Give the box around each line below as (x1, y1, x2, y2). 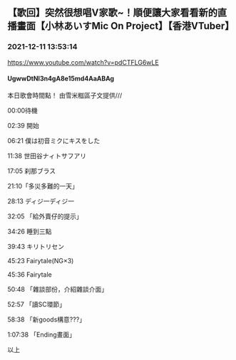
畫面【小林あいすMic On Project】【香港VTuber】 (16, 20, 235, 32)
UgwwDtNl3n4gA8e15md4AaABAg (7, 74, 115, 83)
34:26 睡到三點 (7, 227, 52, 235)
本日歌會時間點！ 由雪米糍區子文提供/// (7, 91, 123, 100)
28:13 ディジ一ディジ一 (7, 196, 75, 205)
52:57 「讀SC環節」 (7, 300, 66, 308)
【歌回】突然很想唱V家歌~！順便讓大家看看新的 (7, 6, 217, 19)
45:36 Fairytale (7, 270, 52, 279)
